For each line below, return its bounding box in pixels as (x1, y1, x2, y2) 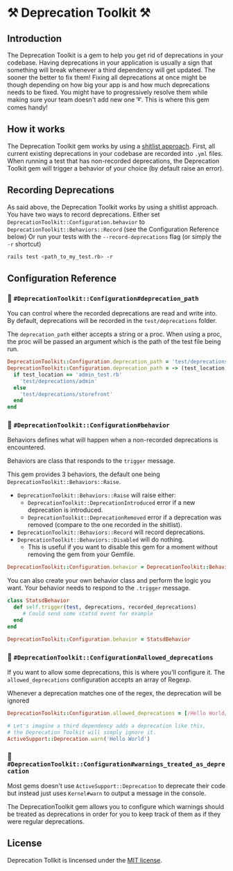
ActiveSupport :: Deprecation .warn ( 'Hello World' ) (7, 735, 150, 742)
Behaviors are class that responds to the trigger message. (7, 457, 175, 465)
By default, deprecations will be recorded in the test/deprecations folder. (7, 317, 217, 325)
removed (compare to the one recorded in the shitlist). (27, 521, 182, 529)
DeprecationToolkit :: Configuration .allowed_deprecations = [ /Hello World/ (7, 709, 228, 716)
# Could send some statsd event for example (22, 611, 154, 618)
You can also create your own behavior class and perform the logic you (7, 576, 212, 585)
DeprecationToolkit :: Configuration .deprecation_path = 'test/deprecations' (7, 359, 231, 366)
